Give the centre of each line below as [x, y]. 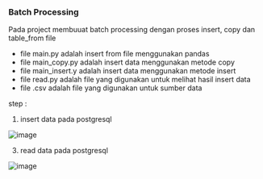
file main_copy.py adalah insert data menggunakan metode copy [127, 62]
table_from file [32, 38]
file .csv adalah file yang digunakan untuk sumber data [111, 88]
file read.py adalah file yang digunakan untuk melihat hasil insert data [136, 80]
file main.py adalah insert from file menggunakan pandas [115, 54]
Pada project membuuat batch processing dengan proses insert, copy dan [132, 30]
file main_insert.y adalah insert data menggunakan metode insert [128, 71]
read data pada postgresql [64, 151]
